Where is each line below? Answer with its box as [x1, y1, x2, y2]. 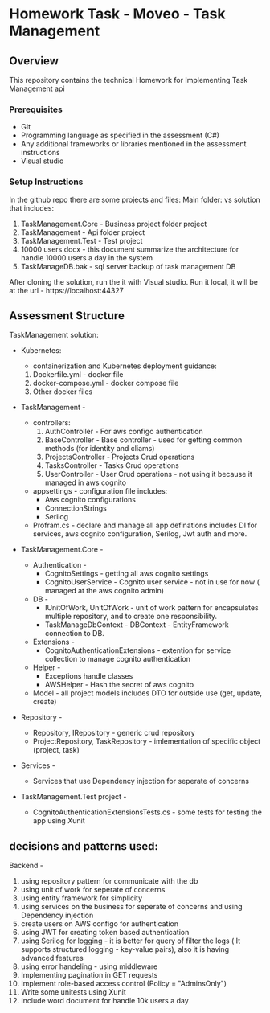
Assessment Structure [9, 309, 125, 322]
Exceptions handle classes [44, 671, 133, 681]
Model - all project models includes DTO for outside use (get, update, [32, 688, 263, 698]
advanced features [20, 954, 84, 963]
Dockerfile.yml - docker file [32, 370, 124, 379]
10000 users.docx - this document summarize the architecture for [20, 244, 239, 254]
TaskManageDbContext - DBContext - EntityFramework [44, 620, 230, 630]
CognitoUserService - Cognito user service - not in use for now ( [44, 577, 260, 587]
